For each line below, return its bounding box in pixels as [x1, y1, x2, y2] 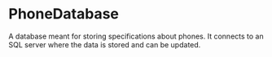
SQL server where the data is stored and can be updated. [8, 39, 201, 49]
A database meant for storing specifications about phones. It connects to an [8, 31, 264, 41]
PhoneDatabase [8, 5, 120, 23]
